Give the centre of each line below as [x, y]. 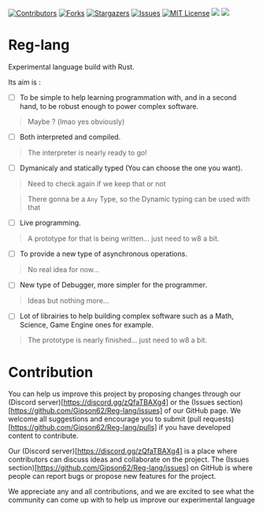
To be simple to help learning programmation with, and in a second [128, 97]
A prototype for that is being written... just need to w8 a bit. [123, 239]
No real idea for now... [63, 270]
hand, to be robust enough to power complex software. [109, 106]
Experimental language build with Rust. [72, 66]
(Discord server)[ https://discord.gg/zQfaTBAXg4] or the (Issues [111, 402]
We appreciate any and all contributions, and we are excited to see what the [131, 491]
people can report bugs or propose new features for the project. [112, 476]
